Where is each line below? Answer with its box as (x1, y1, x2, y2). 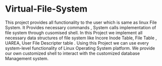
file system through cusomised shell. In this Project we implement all (5, 30, 143, 35)
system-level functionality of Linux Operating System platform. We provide (5, 45, 155, 51)
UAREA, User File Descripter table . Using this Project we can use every (5, 40, 149, 46)
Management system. (5, 55, 49, 61)
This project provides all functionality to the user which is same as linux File (5, 19, 157, 25)
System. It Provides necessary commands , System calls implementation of (5, 24, 156, 30)
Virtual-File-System (5, 3, 88, 15)
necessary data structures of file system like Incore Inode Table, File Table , (5, 35, 157, 41)
